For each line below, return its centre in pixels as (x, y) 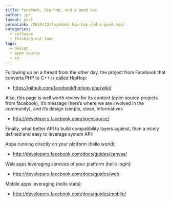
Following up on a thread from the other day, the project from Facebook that (85, 72)
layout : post (19, 20)
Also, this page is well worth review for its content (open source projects (82, 98)
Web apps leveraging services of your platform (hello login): (69, 164)
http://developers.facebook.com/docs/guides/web (66, 174)
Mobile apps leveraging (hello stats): (44, 184)
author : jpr (18, 15)
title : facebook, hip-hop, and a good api (51, 10)
